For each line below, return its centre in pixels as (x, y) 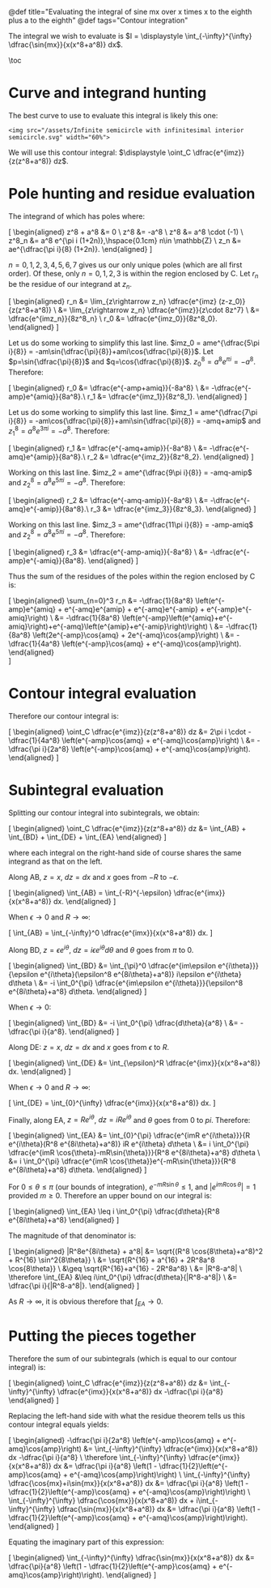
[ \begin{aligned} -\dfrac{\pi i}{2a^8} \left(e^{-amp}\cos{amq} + (114, 1440)
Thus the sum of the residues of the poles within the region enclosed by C (132, 576)
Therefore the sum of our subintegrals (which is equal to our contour (123, 1358)
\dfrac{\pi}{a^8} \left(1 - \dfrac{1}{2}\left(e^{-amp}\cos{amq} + (113, 1566)
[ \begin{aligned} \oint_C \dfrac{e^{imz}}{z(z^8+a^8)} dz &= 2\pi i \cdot (127, 732)
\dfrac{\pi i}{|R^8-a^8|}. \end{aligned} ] (74, 1286)
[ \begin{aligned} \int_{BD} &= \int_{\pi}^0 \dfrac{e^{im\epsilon (112, 965)
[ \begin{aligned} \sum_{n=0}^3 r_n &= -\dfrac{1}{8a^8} (101, 601)
